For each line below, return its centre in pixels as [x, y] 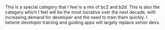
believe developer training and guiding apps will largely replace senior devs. [83, 22]
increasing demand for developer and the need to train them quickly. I [76, 17]
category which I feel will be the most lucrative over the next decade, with [81, 12]
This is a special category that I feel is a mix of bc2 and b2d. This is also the [82, 7]
